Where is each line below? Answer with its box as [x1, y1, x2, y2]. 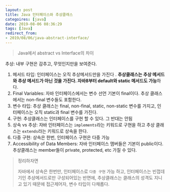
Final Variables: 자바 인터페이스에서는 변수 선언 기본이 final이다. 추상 [12, 90, 149, 96]
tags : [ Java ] [5, 26, 33, 31]
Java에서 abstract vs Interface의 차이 [17, 50, 94, 56]
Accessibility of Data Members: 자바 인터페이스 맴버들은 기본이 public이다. [12, 141, 163, 147]
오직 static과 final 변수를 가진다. [34, 109, 98, 115]
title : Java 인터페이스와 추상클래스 [5, 12, 73, 17]
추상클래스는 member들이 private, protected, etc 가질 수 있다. [12, 147, 137, 153]
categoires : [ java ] [5, 17, 47, 22]
